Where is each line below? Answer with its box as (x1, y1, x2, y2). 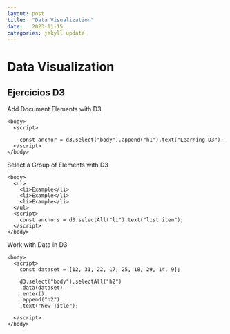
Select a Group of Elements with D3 (7, 160, 109, 169)
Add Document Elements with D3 (7, 105, 102, 113)
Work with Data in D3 (7, 241, 68, 249)
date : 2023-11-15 (7, 23, 64, 30)
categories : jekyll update (7, 29, 85, 37)
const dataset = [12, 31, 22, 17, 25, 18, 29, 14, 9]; (19, 266, 181, 273)
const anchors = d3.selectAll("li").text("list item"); (19, 216, 184, 223)
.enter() (19, 290, 45, 297)
